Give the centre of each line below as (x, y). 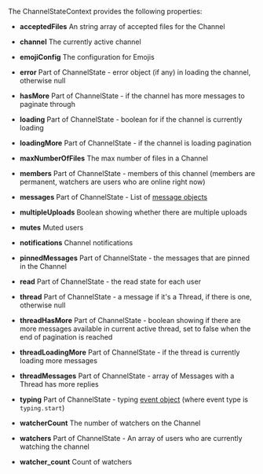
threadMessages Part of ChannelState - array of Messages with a (127, 376)
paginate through (47, 104)
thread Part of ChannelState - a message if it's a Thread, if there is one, (136, 297)
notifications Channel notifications (76, 243)
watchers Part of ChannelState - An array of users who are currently (131, 438)
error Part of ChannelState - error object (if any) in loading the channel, (135, 72)
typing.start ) (42, 408)
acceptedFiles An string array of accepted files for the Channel (122, 26)
